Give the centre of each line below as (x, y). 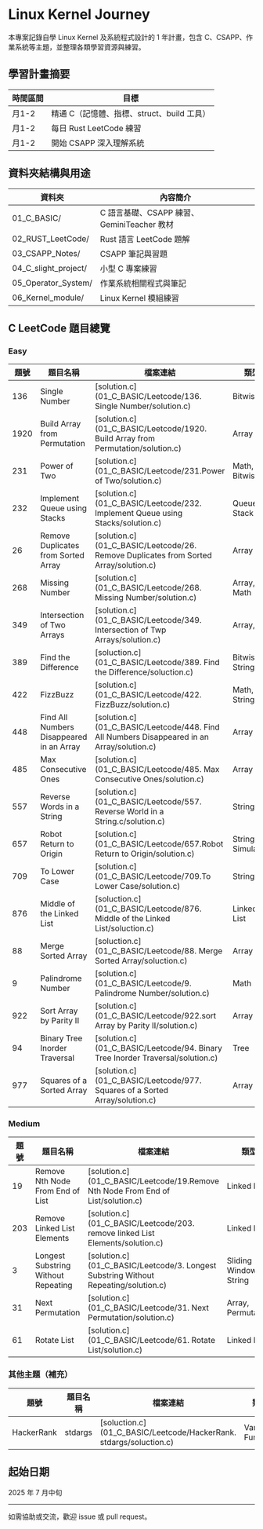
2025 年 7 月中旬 (35, 1492)
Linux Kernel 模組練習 (140, 298)
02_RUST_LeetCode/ (51, 239)
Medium (24, 1124)
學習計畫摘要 (39, 74)
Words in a (60, 807)
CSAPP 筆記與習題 (134, 254)
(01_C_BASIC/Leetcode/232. (148, 503)
